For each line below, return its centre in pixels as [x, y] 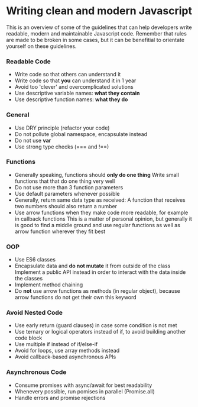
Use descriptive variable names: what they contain [77, 93]
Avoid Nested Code [35, 313]
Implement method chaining [49, 285]
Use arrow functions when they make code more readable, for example [101, 212]
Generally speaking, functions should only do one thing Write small [97, 175]
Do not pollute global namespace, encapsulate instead [81, 134]
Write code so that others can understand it [68, 75]
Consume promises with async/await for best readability [83, 385]
